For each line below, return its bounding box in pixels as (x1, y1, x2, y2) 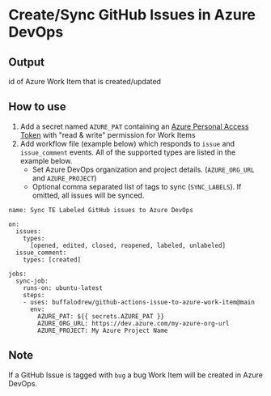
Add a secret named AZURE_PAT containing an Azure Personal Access (19, 121, 249, 131)
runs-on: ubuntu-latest (23, 283, 104, 292)
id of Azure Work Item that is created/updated (8, 77, 162, 86)
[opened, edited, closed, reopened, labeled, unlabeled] (29, 241, 227, 249)
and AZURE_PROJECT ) (32, 172, 97, 183)
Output (8, 55, 44, 69)
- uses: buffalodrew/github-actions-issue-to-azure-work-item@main (23, 298, 255, 306)
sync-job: (15, 277, 49, 285)
